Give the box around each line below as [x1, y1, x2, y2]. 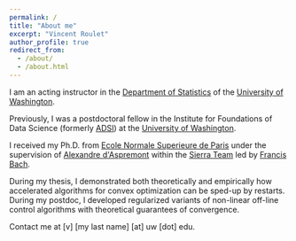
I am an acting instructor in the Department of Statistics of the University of [9, 86, 284, 97]
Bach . [9, 159, 31, 169]
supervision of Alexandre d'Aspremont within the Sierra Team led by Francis [9, 149, 287, 159]
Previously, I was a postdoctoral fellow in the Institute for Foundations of [9, 113, 273, 124]
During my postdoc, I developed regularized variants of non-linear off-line [9, 194, 279, 205]
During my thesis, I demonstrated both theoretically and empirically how [9, 175, 272, 186]
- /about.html [17, 63, 69, 72]
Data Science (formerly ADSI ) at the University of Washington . [9, 122, 237, 133]
